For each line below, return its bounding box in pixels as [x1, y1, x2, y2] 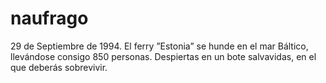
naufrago [10, 7, 89, 30]
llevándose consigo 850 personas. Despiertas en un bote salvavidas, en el [10, 50, 317, 62]
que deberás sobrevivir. [10, 61, 108, 73]
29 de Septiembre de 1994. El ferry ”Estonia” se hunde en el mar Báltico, [10, 40, 309, 52]
